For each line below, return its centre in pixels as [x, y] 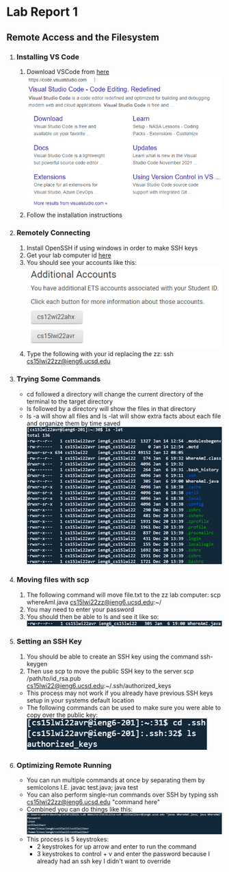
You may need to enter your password [80, 609]
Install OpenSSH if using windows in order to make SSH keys [112, 248]
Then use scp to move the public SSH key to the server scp [110, 671]
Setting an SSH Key [49, 641]
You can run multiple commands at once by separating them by [116, 780]
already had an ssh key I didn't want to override [104, 861]
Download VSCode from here [68, 71]
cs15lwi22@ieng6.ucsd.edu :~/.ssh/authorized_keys [99, 685]
